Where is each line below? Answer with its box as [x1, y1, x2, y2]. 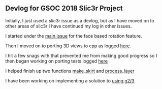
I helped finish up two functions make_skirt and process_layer [5, 68, 135, 74]
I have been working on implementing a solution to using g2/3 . [5, 77, 136, 83]
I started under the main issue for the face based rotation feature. [5, 33, 142, 39]
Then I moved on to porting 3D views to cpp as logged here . [5, 43, 131, 49]
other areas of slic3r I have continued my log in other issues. [5, 23, 132, 29]
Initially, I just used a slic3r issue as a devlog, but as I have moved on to [5, 17, 155, 23]
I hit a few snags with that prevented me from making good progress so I [5, 52, 157, 58]
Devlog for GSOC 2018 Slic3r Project [5, 4, 123, 13]
